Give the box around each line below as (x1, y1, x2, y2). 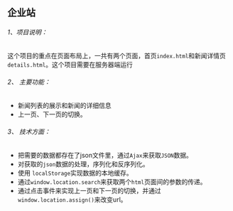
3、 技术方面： (7, 127, 51, 136)
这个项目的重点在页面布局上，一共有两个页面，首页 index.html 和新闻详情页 (7, 51, 226, 60)
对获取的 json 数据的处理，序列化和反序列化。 (17, 160, 149, 168)
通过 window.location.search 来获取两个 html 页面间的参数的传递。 (17, 178, 207, 186)
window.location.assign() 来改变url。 (17, 195, 127, 204)
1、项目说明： (7, 28, 48, 36)
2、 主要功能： (7, 77, 51, 87)
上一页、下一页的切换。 (17, 109, 87, 119)
